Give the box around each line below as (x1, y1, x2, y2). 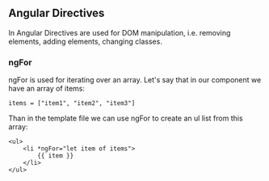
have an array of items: (8, 84, 85, 94)
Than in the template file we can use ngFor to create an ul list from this (8, 113, 244, 124)
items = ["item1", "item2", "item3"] (8, 99, 136, 107)
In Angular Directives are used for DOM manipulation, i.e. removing (8, 27, 231, 37)
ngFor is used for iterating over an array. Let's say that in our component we (8, 75, 262, 85)
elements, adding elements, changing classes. (8, 36, 163, 46)
